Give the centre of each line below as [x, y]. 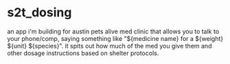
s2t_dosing [39, 13]
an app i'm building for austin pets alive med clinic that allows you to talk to [113, 31]
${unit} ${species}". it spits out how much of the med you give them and [110, 46]
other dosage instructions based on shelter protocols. [83, 53]
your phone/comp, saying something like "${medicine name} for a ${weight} [115, 38]
